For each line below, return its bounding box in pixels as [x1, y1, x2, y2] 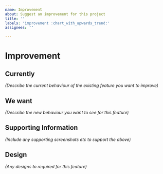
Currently [5, 70, 35, 78]
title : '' [5, 16, 25, 21]
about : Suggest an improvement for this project [5, 12, 106, 17]
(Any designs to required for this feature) [5, 163, 87, 169]
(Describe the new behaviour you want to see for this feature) [5, 109, 129, 115]
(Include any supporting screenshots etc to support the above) [5, 137, 131, 142]
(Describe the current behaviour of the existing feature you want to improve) [5, 83, 159, 88]
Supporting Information [5, 123, 78, 132]
